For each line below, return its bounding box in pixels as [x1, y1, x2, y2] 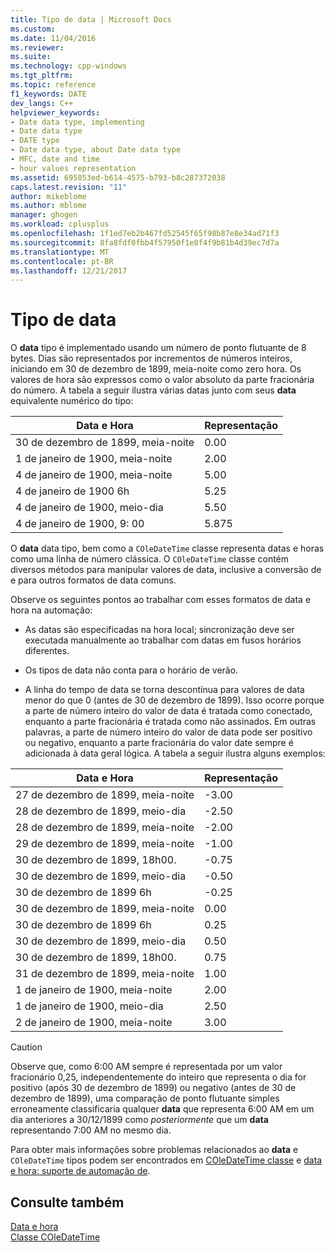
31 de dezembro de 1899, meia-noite [15, 967, 195, 981]
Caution [10, 1041, 43, 1053]
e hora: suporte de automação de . [10, 1165, 151, 1177]
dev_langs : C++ [10, 98, 74, 108]
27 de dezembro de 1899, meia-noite [15, 788, 195, 802]
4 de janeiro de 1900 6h [15, 484, 130, 498]
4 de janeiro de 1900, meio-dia [15, 501, 164, 515]
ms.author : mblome [10, 201, 87, 211]
